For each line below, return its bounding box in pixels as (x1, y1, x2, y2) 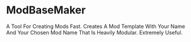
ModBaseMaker (6, 3, 86, 17)
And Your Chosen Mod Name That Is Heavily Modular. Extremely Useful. (6, 29, 183, 36)
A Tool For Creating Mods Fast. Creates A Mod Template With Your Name (6, 23, 186, 30)
